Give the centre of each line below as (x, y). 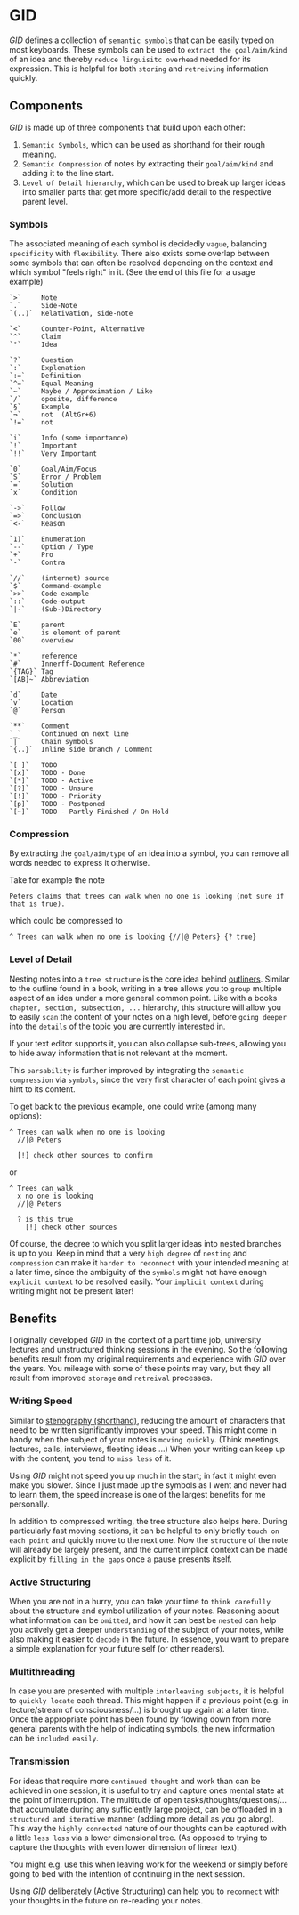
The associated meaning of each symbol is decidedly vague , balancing (138, 244)
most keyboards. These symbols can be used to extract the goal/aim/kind (148, 49)
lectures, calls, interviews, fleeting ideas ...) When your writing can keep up (147, 1449)
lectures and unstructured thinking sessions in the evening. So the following (148, 1350)
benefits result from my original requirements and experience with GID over (148, 1359)
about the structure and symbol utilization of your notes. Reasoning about (144, 1611)
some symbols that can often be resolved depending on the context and (141, 263)
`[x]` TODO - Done (48, 773)
